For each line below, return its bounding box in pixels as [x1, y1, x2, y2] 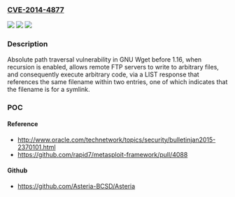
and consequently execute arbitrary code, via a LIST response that [7, 70, 199, 79]
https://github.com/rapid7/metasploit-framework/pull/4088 [17, 150, 188, 158]
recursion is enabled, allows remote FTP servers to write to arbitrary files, [7, 62, 219, 71]
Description [7, 39, 48, 49]
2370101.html [17, 142, 56, 151]
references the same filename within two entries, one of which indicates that [7, 77, 228, 86]
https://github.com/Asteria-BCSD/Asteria [17, 182, 136, 190]
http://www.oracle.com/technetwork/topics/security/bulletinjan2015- [17, 135, 216, 144]
